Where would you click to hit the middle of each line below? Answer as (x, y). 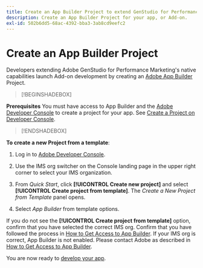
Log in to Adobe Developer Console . (60, 155)
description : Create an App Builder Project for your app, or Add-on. (97, 18)
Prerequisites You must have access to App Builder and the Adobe (90, 106)
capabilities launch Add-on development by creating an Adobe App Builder (99, 76)
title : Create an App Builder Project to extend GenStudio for (88, 12)
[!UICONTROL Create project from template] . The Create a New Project (105, 191)
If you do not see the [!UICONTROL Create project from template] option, (98, 221)
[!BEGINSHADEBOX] (46, 95)
